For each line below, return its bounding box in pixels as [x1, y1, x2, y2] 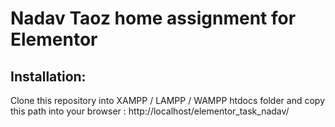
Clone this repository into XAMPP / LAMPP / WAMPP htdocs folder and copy [10, 95, 326, 106]
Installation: [10, 68, 87, 85]
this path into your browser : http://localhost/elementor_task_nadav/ [10, 105, 290, 117]
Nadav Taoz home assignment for [10, 7, 297, 30]
